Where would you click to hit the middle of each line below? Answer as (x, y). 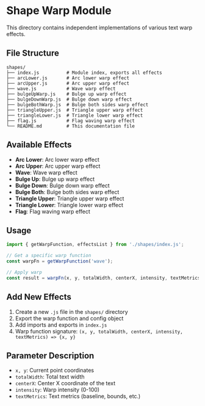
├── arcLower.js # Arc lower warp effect (68, 78)
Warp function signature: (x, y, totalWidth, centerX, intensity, (99, 331)
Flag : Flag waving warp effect (52, 211)
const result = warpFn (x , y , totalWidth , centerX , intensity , (87, 278)
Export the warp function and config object (69, 318)
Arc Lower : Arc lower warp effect (57, 159)
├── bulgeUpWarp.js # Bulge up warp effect (67, 94)
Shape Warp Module (59, 11)
